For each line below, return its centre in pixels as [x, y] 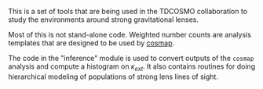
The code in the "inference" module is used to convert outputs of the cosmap [131, 58]
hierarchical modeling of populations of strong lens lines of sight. [113, 77]
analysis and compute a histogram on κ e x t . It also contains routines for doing [132, 67]
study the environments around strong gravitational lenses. [103, 20]
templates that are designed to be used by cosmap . [91, 43]
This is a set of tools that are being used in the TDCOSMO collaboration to [128, 11]
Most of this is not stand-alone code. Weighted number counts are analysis [130, 35]
